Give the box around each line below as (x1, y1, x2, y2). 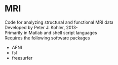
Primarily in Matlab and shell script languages (4, 30, 97, 35)
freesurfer (11, 55, 33, 61)
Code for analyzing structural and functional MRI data (4, 19, 114, 25)
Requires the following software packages (4, 35, 90, 41)
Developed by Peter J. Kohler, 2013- (4, 24, 78, 30)
